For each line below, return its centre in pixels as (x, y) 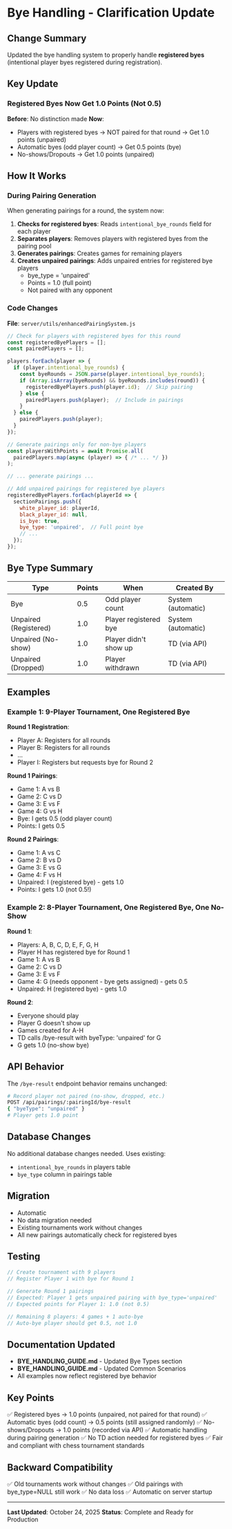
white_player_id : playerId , (60, 508)
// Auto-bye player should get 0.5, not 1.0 (72, 1323)
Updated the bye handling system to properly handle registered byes (106, 55)
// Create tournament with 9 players (61, 1272)
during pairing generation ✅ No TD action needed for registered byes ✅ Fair (115, 1438)
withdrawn (122, 668)
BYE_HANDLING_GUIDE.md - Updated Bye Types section (100, 1362)
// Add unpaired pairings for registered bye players (86, 489)
